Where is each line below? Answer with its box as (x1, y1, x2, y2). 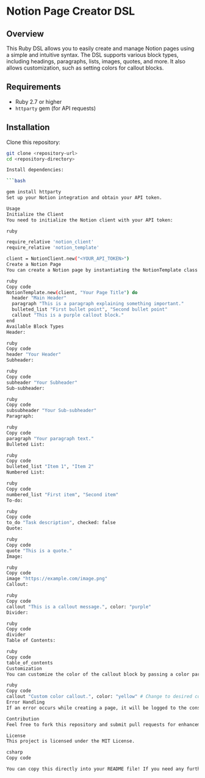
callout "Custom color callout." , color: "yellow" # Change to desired (6, 694, 192, 700)
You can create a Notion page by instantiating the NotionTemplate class (6, 267, 198, 273)
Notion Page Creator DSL (6, 4, 135, 18)
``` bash (6, 178, 26, 184)
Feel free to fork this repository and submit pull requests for (6, 721, 176, 727)
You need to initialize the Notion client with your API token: (6, 217, 173, 223)
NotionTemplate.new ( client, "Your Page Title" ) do (6, 289, 138, 295)
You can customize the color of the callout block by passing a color (6, 671, 190, 677)
